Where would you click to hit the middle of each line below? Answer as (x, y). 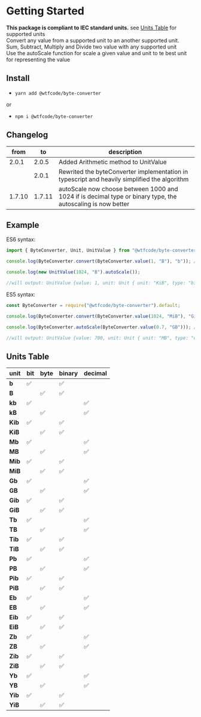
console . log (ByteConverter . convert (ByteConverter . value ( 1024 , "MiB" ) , (96, 316)
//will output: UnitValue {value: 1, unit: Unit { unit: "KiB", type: (96, 283)
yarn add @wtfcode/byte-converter (58, 93)
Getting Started (45, 11)
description (125, 152)
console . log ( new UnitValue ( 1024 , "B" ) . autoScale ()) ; (73, 272)
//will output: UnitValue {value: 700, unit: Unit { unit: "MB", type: (97, 338)
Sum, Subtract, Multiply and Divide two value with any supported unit (92, 47)
